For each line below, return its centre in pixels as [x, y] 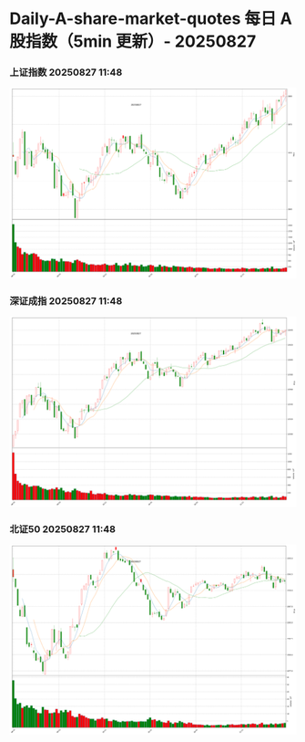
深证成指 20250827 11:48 [66, 300]
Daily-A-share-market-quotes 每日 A [151, 19]
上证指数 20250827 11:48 [66, 72]
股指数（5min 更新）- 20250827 [133, 42]
